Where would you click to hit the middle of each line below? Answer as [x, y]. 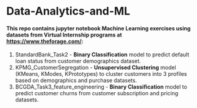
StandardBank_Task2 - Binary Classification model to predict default [102, 55]
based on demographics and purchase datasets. [76, 81]
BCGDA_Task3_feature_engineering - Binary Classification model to [101, 87]
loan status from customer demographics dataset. [78, 61]
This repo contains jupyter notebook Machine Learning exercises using [99, 28]
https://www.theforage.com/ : [45, 41]
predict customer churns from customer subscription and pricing [97, 93]
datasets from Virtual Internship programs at [64, 35]
